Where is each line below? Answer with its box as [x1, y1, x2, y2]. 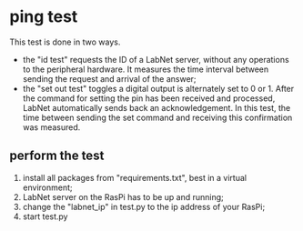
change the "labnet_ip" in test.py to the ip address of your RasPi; [22, 201, 266, 212]
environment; [22, 182, 73, 193]
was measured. [22, 121, 81, 133]
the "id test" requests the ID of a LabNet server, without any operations [22, 54, 289, 65]
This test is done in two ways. [9, 36, 121, 47]
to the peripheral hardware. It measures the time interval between [22, 64, 269, 75]
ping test [9, 6, 78, 27]
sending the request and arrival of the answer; [22, 73, 197, 84]
